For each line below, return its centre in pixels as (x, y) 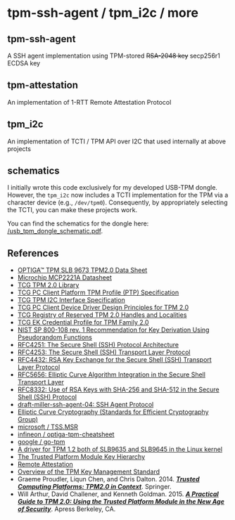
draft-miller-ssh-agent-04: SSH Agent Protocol (85, 405)
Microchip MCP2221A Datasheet (65, 278)
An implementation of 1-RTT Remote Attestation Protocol (89, 102)
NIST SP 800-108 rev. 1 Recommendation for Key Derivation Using (113, 330)
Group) (28, 420)
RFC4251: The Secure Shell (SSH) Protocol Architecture (98, 345)
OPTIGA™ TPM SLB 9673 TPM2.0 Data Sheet (82, 270)
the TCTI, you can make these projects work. (72, 210)
